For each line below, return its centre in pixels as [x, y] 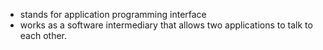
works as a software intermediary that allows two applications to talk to [166, 25]
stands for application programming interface [113, 14]
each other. [43, 35]
